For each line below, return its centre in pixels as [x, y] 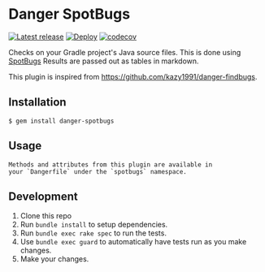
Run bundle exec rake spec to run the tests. [93, 233]
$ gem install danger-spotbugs [61, 121]
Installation [37, 102]
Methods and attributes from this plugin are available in [111, 164]
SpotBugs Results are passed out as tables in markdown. [104, 61]
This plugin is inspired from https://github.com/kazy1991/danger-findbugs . [133, 76]
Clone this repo [46, 216]
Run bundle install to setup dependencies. [94, 225]
